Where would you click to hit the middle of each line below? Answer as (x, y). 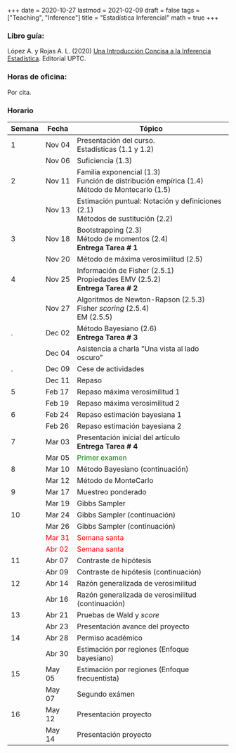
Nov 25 (58, 279)
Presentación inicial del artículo (129, 437)
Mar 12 (58, 480)
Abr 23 (57, 626)
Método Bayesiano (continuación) (133, 469)
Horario (20, 110)
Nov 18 (58, 238)
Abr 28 (57, 638)
